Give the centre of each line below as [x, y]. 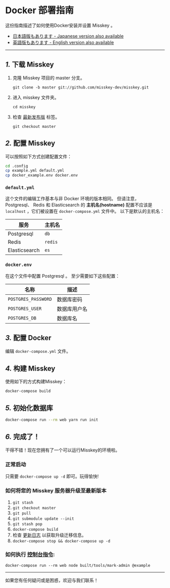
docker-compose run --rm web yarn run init [52, 420]
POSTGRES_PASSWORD [30, 299]
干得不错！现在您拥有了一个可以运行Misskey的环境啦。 [62, 450]
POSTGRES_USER [25, 308]
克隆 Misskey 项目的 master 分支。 [49, 78]
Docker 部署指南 [40, 10]
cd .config [17, 166]
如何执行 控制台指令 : [30, 555]
